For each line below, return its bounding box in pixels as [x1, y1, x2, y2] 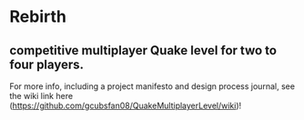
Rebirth [9, 6, 66, 27]
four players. [9, 56, 85, 72]
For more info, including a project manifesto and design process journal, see [9, 81, 296, 92]
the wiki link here [9, 91, 74, 101]
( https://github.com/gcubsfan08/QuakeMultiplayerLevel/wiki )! [9, 100, 242, 111]
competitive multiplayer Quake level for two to [9, 43, 278, 58]
